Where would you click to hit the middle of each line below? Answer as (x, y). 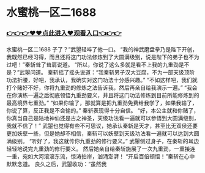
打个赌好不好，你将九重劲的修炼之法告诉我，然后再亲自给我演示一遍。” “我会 (102, 88)
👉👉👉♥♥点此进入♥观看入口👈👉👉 (64, 33)
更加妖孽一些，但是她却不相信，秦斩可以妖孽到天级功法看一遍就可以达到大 (100, 134)
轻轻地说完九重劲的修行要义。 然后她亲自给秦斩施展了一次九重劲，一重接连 (101, 149)
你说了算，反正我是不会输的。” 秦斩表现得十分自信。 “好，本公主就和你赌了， (103, 111)
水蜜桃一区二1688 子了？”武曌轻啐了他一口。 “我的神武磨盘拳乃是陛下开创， (102, 50)
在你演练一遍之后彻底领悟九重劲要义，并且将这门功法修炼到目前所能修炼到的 (103, 95)
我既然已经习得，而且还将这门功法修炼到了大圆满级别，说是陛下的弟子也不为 (103, 57)
